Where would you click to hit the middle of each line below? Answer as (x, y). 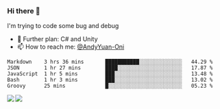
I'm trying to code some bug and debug (63, 26)
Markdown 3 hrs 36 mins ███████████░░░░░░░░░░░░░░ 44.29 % (110, 62)
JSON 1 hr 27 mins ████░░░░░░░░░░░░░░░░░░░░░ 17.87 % (110, 68)
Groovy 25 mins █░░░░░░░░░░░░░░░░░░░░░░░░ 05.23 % (110, 86)
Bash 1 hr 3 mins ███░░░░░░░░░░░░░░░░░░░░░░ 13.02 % (110, 80)
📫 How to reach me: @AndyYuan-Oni (71, 47)
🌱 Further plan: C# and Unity (57, 39)
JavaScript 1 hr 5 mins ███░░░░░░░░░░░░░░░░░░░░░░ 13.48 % (110, 74)
